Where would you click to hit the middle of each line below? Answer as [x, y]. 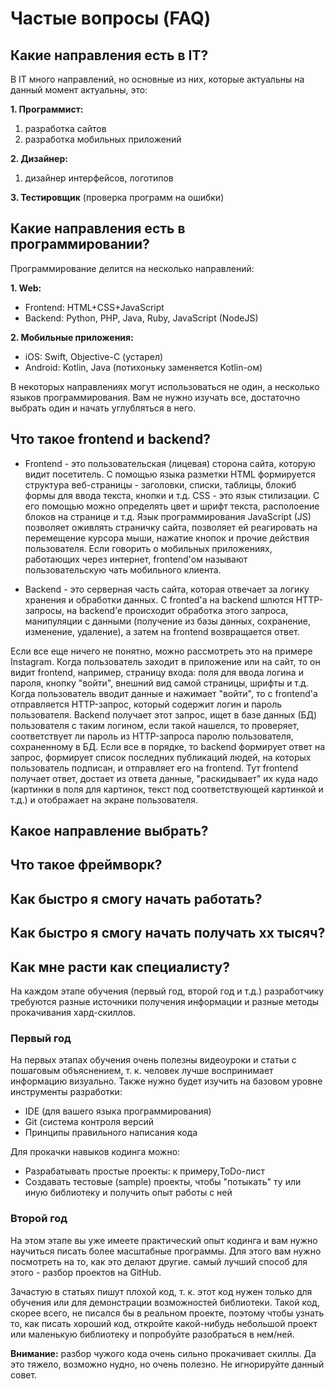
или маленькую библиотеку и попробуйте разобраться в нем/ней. [152, 1334]
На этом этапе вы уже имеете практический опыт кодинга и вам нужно [164, 1240]
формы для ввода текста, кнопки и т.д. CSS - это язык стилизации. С [172, 495]
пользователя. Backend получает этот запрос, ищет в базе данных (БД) [164, 714]
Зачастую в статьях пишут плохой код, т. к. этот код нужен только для [161, 1291]
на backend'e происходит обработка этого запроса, [177, 610]
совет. [24, 1374]
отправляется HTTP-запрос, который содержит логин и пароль [146, 704]
